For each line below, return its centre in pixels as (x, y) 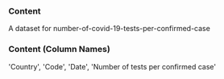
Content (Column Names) (59, 49)
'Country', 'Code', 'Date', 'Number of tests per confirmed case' (112, 66)
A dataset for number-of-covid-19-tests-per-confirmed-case (110, 29)
